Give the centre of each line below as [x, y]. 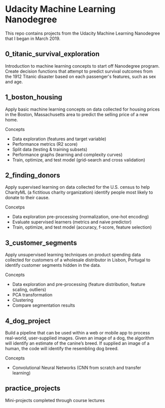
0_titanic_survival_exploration [52, 54]
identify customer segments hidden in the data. [53, 265]
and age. [14, 82]
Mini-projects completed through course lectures [55, 400]
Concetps [15, 207]
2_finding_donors [33, 175]
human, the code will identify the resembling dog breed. [62, 348]
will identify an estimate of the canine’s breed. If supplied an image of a [77, 343]
